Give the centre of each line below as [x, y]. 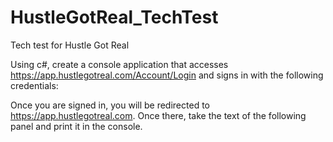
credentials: [34, 85]
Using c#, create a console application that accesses [119, 64]
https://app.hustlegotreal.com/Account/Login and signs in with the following [167, 75]
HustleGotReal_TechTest [114, 17]
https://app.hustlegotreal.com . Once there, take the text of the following [158, 115]
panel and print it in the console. [76, 126]
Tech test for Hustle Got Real [70, 45]
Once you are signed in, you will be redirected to [110, 105]
